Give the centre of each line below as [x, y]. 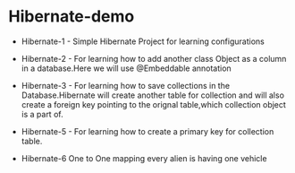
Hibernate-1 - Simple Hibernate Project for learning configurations [143, 41]
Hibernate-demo [72, 17]
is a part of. [42, 114]
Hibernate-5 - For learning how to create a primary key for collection [147, 131]
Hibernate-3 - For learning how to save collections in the [125, 85]
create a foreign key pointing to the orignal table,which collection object [154, 104]
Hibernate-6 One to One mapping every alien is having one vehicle [144, 158]
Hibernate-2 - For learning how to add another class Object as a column [154, 58]
